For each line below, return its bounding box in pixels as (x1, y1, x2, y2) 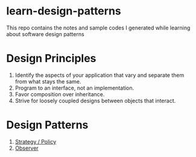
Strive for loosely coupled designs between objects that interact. (14, 97, 176, 104)
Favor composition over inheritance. (14, 90, 105, 97)
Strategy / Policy (14, 138, 57, 145)
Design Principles (6, 52, 96, 66)
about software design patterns (6, 30, 84, 37)
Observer (14, 144, 39, 152)
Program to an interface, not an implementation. (14, 84, 134, 91)
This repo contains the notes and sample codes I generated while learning (6, 24, 191, 31)
